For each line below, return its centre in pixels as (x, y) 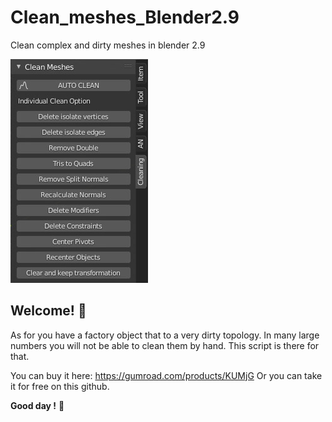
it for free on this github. (60, 386)
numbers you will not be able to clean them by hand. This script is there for (165, 345)
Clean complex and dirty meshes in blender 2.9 (108, 45)
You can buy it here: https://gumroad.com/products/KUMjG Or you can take (166, 375)
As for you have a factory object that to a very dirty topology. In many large (165, 335)
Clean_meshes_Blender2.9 (125, 17)
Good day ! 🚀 (37, 405)
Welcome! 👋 (48, 311)
